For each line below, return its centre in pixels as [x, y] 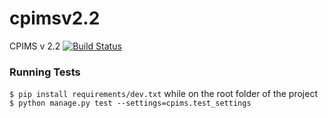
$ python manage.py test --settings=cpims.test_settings [130, 103]
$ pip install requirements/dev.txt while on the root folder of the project [163, 94]
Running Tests [45, 72]
